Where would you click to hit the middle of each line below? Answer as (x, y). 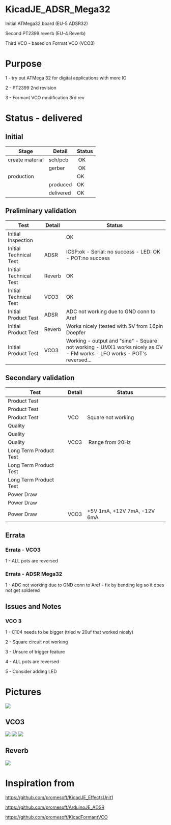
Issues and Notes (33, 606)
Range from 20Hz (110, 442)
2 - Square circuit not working (37, 642)
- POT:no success (88, 258)
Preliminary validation (41, 211)
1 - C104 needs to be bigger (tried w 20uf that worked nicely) (69, 632)
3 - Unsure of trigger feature (35, 652)
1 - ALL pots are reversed (32, 561)
